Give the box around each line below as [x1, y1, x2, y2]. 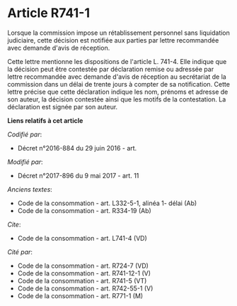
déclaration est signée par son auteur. [7, 102, 118, 111]
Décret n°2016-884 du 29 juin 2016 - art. [17, 143, 137, 152]
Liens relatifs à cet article [7, 116, 83, 125]
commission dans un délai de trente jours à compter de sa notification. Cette [7, 80, 230, 88]
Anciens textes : [7, 185, 53, 193]
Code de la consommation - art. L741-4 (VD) [17, 234, 147, 242]
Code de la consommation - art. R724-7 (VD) [17, 261, 149, 270]
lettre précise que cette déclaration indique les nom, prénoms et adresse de [7, 87, 229, 96]
